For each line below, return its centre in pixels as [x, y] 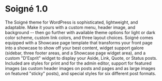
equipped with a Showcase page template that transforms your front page [79, 42]
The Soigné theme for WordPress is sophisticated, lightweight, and [72, 22]
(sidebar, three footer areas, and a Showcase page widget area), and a [75, 53]
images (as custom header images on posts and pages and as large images [80, 68]
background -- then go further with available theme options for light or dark [80, 32]
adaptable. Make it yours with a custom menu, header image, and [70, 27]
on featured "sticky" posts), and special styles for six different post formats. [81, 73]
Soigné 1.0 [27, 9]
